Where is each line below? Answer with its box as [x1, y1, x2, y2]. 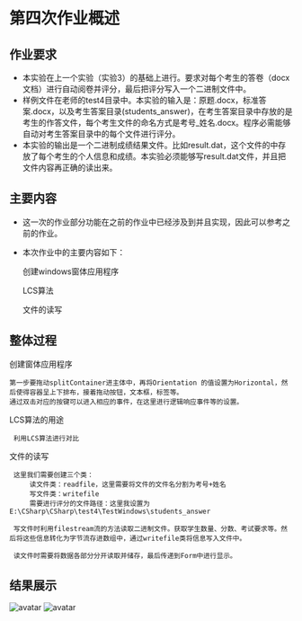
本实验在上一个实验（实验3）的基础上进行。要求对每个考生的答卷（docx [22, 73, 290, 83]
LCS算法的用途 [9, 414, 65, 425]
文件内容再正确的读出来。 [22, 163, 118, 173]
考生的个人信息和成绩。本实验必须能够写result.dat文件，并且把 [53, 151, 286, 162]
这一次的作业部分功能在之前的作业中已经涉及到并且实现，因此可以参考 [22, 217, 283, 227]
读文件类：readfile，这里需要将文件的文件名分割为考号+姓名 [29, 480, 226, 489]
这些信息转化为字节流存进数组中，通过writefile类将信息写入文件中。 [22, 534, 247, 543]
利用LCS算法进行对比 [13, 433, 79, 443]
